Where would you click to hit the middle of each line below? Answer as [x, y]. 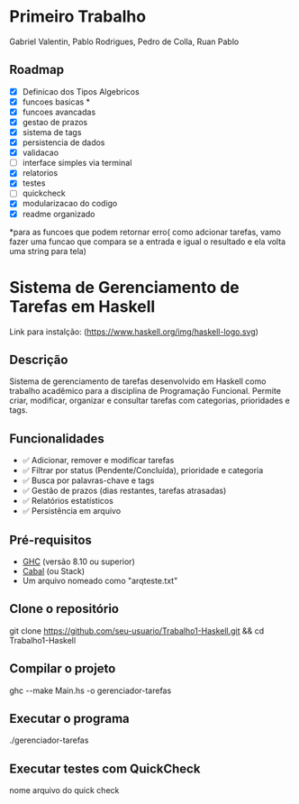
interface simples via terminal [77, 163]
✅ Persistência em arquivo [72, 511]
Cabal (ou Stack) [54, 571]
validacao [41, 153]
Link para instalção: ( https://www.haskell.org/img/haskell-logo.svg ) [134, 332]
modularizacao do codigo [70, 204]
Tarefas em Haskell [82, 306]
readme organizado [59, 214]
